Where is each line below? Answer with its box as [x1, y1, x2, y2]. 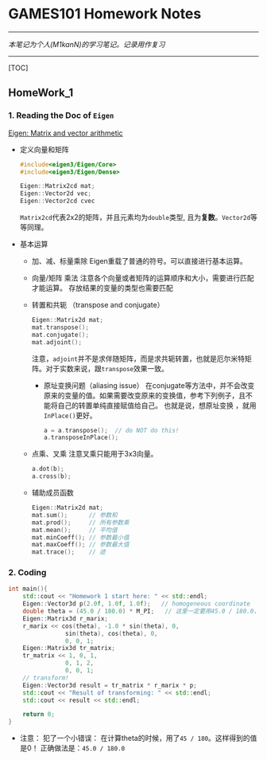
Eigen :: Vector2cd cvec [19, 197, 95, 206]
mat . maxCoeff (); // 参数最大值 [31, 541, 130, 549]
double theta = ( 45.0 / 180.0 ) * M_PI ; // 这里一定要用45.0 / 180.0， [22, 607, 260, 616]
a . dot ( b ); [31, 465, 65, 473]
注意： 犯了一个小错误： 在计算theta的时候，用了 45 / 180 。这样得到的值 [19, 734, 257, 743]
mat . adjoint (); [31, 338, 82, 347]
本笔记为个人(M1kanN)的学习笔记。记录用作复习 [8, 39, 165, 49]
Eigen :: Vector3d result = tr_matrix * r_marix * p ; [22, 681, 197, 689]
